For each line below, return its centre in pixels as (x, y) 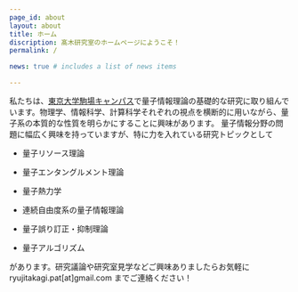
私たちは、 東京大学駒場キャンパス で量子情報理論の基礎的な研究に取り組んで (149, 101)
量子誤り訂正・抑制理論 (65, 229)
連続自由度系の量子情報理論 (73, 210)
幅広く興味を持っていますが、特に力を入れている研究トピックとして (149, 134)
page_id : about (37, 17)
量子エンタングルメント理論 (73, 172)
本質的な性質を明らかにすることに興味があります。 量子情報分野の (154, 123)
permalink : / (33, 51)
